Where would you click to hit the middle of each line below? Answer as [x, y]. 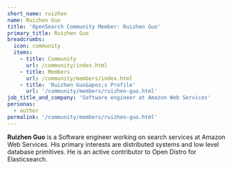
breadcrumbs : [26, 40]
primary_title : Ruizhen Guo [48, 33]
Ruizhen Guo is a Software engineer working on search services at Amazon [116, 137]
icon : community [37, 46]
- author [26, 111]
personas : [22, 104]
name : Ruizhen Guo [34, 20]
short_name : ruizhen [37, 14]
